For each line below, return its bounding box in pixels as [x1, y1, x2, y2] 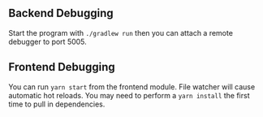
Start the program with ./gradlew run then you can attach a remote [8, 28, 234, 37]
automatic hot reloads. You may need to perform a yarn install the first [8, 90, 250, 100]
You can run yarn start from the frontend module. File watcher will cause [8, 81, 256, 92]
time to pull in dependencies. [8, 99, 106, 109]
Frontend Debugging [8, 60, 115, 74]
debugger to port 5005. [8, 37, 87, 46]
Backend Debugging [8, 6, 114, 20]
